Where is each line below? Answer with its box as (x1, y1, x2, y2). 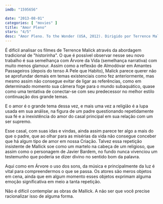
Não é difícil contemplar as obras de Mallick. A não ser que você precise (5, 188, 150, 194)
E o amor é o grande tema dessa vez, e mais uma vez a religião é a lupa (5, 103, 148, 109)
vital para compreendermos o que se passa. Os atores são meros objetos (5, 169, 152, 174)
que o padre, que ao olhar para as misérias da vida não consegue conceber (5, 133, 157, 139)
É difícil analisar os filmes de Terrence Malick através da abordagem (5, 47, 142, 53)
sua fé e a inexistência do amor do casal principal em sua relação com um (5, 114, 153, 119)
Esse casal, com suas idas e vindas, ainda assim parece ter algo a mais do (5, 128, 154, 134)
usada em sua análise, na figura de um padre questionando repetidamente (5, 108, 154, 114)
